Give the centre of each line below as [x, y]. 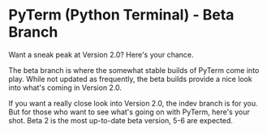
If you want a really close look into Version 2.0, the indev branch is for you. [133, 103]
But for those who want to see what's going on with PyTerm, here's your [129, 112]
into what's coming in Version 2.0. [65, 88]
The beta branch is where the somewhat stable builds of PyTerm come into [134, 70]
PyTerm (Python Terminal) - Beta [121, 15]
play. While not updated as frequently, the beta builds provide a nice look [131, 79]
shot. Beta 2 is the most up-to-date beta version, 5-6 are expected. [121, 120]
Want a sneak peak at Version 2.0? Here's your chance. [101, 54]
